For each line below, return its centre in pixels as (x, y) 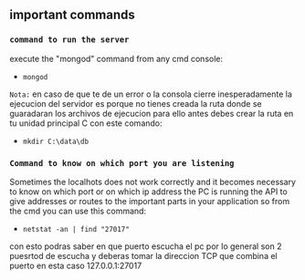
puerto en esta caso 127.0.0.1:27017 (76, 265)
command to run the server (69, 40)
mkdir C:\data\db (56, 141)
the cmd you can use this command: (78, 211)
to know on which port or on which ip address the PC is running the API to (148, 192)
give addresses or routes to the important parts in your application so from (150, 201)
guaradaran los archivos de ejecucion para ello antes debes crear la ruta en (152, 113)
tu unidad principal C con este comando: (86, 123)
